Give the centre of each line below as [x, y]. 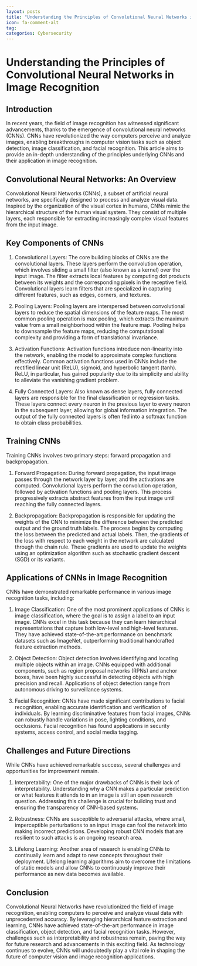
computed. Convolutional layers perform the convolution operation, [96, 485]
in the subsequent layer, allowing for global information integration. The [101, 410]
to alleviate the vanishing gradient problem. [67, 380]
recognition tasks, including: [40, 598]
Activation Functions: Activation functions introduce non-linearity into [98, 349]
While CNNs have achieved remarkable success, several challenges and [93, 765]
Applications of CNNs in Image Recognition [87, 578]
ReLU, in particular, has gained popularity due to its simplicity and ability [102, 373]
